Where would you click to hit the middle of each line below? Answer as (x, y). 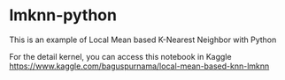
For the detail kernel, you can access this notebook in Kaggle (120, 56)
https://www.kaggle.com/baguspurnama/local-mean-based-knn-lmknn (139, 66)
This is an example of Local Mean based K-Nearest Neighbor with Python (143, 40)
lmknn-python (63, 15)
